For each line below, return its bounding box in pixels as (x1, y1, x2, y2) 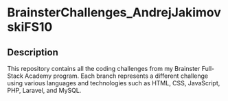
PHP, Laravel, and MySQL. (7, 87, 82, 94)
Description (7, 46, 58, 58)
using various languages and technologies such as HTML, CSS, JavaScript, (7, 79, 220, 87)
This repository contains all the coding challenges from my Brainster (7, 65, 201, 72)
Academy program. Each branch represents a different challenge (25, 72, 208, 80)
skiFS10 (7, 19, 53, 35)
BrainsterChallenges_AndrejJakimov (7, 5, 222, 20)
